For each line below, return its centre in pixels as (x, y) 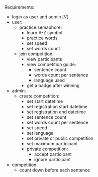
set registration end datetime (56, 112)
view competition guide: (51, 64)
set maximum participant (52, 143)
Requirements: (19, 7)
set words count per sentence (57, 122)
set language (40, 133)
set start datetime (45, 101)
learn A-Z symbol (45, 33)
